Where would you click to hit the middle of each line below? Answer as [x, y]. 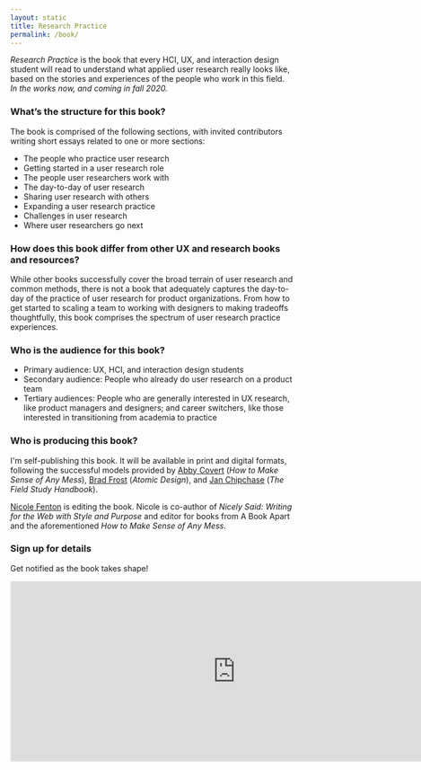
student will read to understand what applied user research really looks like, [150, 69]
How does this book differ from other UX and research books [145, 248]
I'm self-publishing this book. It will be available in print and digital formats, [149, 460]
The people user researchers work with [96, 177]
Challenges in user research [75, 216]
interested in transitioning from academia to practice [120, 418]
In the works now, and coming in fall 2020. [89, 89]
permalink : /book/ [44, 34]
